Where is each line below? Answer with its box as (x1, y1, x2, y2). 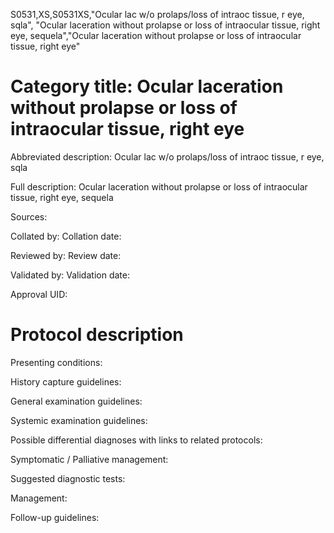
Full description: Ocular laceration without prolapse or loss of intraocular (10, 180, 308, 193)
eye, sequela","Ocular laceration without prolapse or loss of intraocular (10, 30, 302, 41)
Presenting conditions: (10, 356, 103, 368)
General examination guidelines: (10, 395, 143, 407)
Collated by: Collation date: (10, 230, 122, 242)
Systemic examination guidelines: (10, 414, 148, 426)
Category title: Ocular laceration (10, 75, 284, 98)
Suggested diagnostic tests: (10, 472, 126, 484)
